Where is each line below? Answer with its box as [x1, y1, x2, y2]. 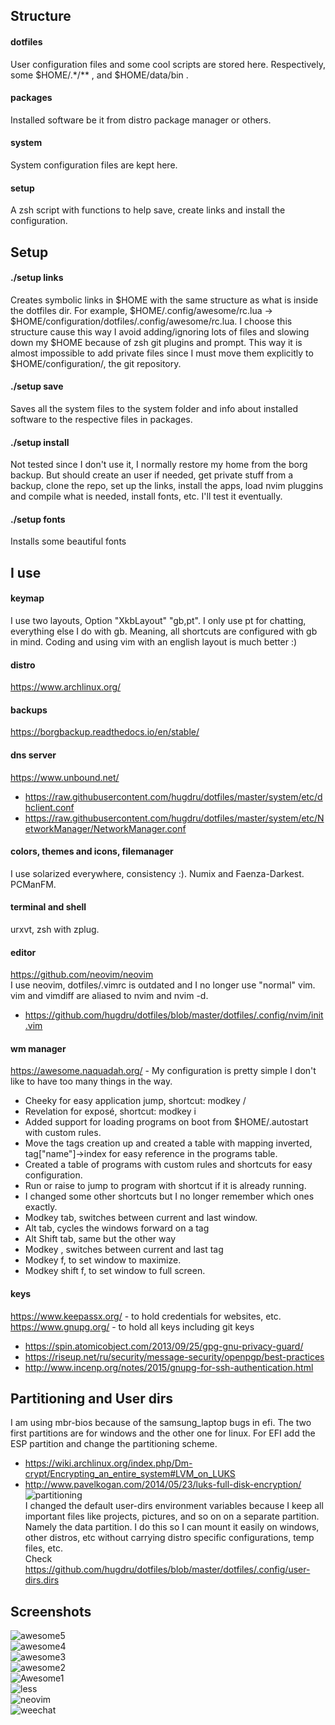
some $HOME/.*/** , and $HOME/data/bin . [10, 69, 189, 81]
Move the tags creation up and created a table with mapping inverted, [24, 1137, 313, 1149]
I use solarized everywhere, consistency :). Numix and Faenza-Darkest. [10, 867, 305, 879]
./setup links [10, 272, 64, 284]
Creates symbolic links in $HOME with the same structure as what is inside [10, 294, 319, 306]
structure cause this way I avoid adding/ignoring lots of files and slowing [10, 325, 310, 338]
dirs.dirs [24, 1574, 60, 1586]
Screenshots [10, 1603, 92, 1620]
